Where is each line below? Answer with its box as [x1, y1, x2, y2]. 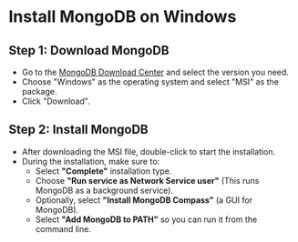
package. [21, 86, 57, 96]
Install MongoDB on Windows [8, 6, 237, 27]
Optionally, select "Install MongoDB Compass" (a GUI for [35, 194, 252, 206]
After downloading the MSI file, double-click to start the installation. [21, 146, 276, 156]
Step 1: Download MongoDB [8, 43, 170, 58]
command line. [35, 223, 92, 234]
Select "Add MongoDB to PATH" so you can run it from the [35, 214, 258, 225]
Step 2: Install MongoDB [8, 122, 149, 137]
